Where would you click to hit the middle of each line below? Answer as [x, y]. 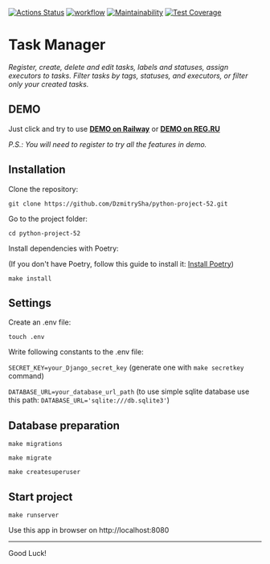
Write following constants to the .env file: [76, 352]
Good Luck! [27, 553]
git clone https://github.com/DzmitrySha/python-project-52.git [118, 204]
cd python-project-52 [45, 233]
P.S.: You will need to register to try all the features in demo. [108, 144]
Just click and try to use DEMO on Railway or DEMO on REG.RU [115, 129]
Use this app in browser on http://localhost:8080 [89, 530]
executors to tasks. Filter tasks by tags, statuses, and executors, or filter [128, 76]
